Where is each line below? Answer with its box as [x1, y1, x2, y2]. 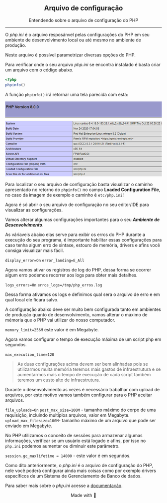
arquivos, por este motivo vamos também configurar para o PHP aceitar [5, 392, 153, 398]
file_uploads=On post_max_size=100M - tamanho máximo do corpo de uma [5, 407, 156, 413]
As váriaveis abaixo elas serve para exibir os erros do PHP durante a [5, 232, 146, 238]
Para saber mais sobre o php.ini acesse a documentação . [5, 483, 123, 489]
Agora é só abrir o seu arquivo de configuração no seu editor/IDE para [5, 202, 149, 208]
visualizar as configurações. [5, 207, 63, 213]
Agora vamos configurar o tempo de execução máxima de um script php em [5, 336, 162, 342]
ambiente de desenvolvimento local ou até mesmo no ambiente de [5, 37, 142, 43]
